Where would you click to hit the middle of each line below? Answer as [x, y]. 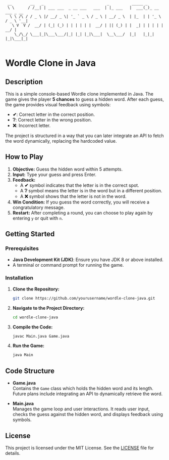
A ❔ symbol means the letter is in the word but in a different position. [91, 190]
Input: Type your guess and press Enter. [54, 174]
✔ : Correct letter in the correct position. [53, 114]
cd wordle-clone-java [35, 317]
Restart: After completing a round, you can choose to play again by [82, 213]
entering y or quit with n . [38, 218]
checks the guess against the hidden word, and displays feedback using [88, 414]
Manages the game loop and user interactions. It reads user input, [81, 409]
